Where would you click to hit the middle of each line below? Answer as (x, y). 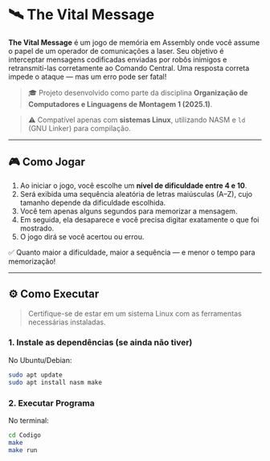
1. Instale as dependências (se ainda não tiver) (100, 343)
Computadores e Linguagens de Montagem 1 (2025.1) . (120, 104)
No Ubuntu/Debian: (40, 360)
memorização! (32, 261)
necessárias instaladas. (67, 322)
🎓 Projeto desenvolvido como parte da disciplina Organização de (138, 92)
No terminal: (29, 420)
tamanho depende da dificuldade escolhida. (93, 202)
